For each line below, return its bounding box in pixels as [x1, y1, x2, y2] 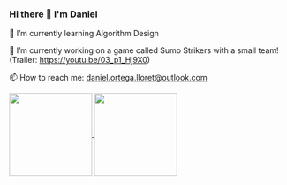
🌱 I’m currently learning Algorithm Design [9, 28, 159, 39]
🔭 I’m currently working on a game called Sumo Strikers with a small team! [9, 45, 280, 56]
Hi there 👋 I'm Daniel [9, 8, 99, 20]
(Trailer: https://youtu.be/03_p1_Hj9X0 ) [9, 55, 151, 66]
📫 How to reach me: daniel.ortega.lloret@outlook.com [9, 73, 208, 83]
